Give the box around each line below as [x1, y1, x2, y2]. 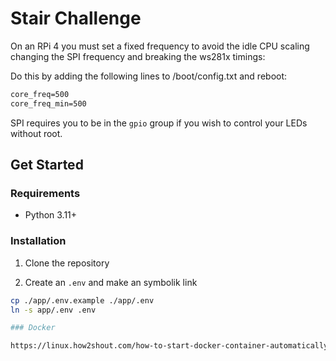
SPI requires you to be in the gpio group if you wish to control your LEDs [10, 117, 308, 129]
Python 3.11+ [24, 209, 78, 221]
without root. [10, 127, 63, 139]
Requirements [10, 187, 81, 200]
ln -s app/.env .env [10, 305, 97, 315]
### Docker [10, 323, 56, 333]
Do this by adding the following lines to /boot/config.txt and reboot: [10, 70, 288, 82]
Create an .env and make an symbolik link [24, 276, 198, 288]
